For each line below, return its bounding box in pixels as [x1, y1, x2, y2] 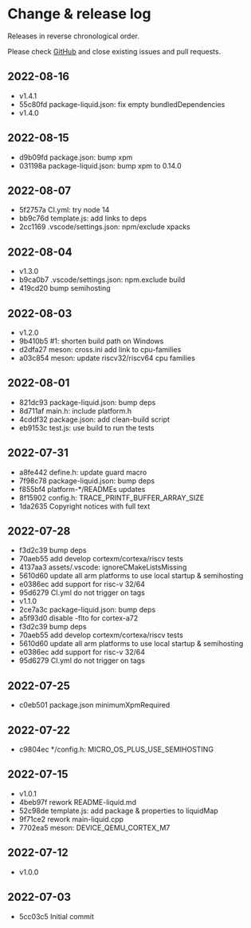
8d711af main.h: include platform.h [18, 406, 132, 415]
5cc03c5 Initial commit [18, 911, 95, 921]
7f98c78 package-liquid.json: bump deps [18, 476, 155, 486]
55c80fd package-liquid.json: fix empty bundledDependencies [18, 99, 226, 109]
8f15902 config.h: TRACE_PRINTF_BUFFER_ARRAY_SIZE [18, 493, 205, 502]
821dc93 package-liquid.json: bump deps [18, 397, 156, 407]
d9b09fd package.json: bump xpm [18, 153, 133, 162]
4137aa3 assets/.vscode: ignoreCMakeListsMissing [18, 562, 187, 572]
